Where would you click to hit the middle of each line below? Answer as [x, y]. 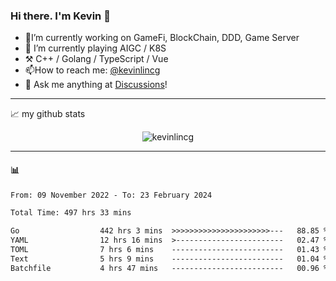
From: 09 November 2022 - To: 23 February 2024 [111, 195]
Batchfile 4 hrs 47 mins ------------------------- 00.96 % [169, 268]
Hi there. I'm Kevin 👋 [60, 16]
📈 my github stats [48, 114]
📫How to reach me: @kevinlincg [92, 70]
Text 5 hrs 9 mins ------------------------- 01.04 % [169, 259]
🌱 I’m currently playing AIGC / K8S [95, 48]
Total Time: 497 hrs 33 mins [71, 213]
